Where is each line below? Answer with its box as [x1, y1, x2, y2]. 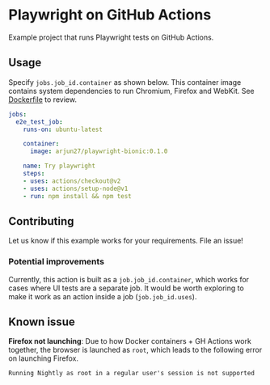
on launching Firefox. [8, 353, 79, 363]
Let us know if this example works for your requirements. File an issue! [8, 236, 244, 246]
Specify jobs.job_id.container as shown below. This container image [8, 77, 242, 87]
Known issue [8, 315, 75, 328]
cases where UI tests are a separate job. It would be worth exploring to [8, 283, 244, 293]
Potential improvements [8, 256, 105, 268]
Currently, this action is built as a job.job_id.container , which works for [8, 274, 249, 284]
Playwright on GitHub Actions [8, 6, 212, 24]
